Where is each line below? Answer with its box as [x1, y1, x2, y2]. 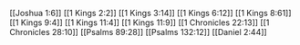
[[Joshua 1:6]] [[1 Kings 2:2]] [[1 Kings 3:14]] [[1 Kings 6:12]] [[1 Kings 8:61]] [9, 8, 292, 18]
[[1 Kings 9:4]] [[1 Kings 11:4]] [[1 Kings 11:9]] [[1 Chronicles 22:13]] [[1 [9, 17, 270, 28]
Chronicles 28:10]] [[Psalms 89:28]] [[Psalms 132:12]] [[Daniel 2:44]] [9, 27, 267, 37]
